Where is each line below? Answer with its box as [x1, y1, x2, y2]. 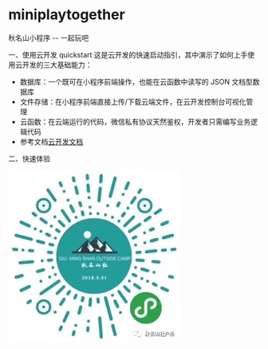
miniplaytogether [8, 6, 125, 24]
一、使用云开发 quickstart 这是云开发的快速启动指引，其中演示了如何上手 [8, 50, 248, 59]
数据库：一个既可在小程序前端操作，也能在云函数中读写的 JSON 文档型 [19, 77, 253, 86]
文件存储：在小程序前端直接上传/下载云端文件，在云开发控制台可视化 [19, 97, 246, 106]
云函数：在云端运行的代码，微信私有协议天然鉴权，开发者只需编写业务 [19, 117, 251, 126]
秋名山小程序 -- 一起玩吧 [8, 33, 89, 42]
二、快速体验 [8, 153, 50, 163]
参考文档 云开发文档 [19, 137, 84, 146]
